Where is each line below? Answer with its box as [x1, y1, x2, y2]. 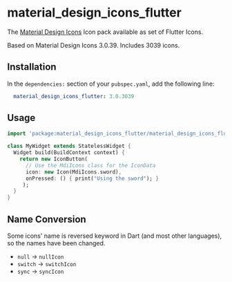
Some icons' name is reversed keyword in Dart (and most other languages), [7, 232, 222, 240]
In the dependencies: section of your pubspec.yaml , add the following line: [7, 79, 215, 88]
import [7, 130, 26, 138]
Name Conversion [7, 213, 86, 225]
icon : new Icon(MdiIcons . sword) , [25, 168, 122, 176]
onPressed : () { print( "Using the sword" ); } [25, 175, 159, 182]
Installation [7, 61, 57, 73]
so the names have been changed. [7, 239, 106, 247]
